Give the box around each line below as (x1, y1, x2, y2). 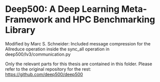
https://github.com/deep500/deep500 (5, 71, 83, 77)
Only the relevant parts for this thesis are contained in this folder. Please (5, 61, 153, 67)
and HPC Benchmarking (54, 14, 155, 25)
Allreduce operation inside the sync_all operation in (5, 46, 110, 52)
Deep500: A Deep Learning (5, 3, 120, 15)
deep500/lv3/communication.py (5, 51, 71, 57)
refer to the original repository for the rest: (5, 66, 92, 72)
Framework (5, 14, 53, 25)
